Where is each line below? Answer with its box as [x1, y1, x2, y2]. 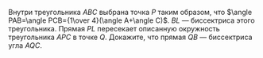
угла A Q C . [8, 41, 42, 50]
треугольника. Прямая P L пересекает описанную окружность [8, 24, 220, 33]
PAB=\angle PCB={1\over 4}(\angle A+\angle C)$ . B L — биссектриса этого [8, 16, 256, 25]
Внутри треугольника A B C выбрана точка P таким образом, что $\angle [8, 8, 253, 16]
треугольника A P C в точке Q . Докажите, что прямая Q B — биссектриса [8, 32, 253, 42]
